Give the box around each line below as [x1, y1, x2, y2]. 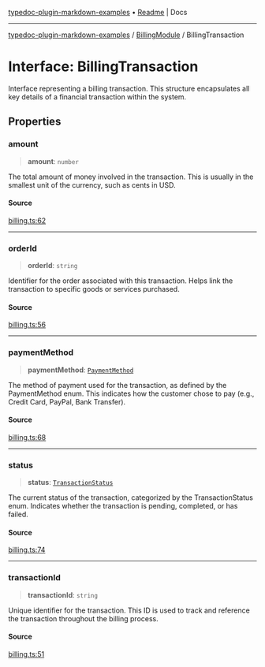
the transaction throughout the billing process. [8, 613, 159, 623]
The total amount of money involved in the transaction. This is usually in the [8, 172, 254, 181]
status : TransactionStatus [27, 478, 114, 487]
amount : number [27, 156, 79, 166]
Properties [8, 115, 62, 129]
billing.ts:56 [8, 320, 46, 330]
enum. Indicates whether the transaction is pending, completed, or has [8, 501, 238, 511]
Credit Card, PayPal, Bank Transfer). [8, 397, 126, 406]
